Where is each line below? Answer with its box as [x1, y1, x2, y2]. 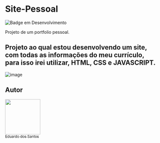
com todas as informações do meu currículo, [5, 51, 144, 59]
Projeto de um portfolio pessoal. [5, 29, 70, 35]
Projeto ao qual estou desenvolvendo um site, [5, 43, 147, 52]
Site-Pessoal [5, 3, 58, 15]
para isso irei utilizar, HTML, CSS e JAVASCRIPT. [5, 59, 156, 67]
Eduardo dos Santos [5, 134, 39, 139]
